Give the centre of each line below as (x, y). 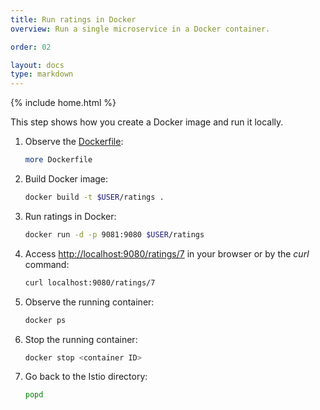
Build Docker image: (66, 179)
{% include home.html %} (63, 103)
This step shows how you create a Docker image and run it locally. (147, 122)
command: (47, 264)
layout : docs (37, 65)
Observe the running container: (89, 302)
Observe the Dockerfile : (74, 142)
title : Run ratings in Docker (73, 19)
